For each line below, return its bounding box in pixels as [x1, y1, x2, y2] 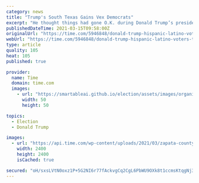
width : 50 [21, 97, 46, 103]
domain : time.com [11, 80, 54, 86]
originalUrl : [6, 31, 38, 37]
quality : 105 [6, 48, 38, 53]
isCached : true [17, 157, 54, 163]
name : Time [11, 75, 38, 81]
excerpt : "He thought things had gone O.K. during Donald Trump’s [6, 20, 174, 26]
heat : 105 [6, 53, 31, 59]
